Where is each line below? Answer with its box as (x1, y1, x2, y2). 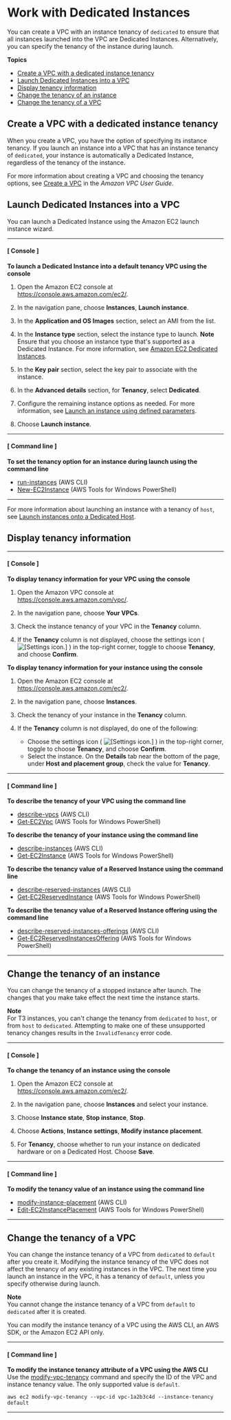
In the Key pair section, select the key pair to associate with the (16, 365, 197, 373)
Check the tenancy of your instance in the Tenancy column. (16, 710, 188, 719)
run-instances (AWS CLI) (16, 478, 88, 486)
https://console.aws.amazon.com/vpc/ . (16, 595, 129, 604)
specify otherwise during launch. (7, 1280, 101, 1288)
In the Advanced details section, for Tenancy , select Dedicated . (16, 385, 201, 394)
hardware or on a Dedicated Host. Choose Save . (16, 1147, 155, 1156)
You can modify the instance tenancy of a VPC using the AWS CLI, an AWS (7, 1321, 219, 1329)
